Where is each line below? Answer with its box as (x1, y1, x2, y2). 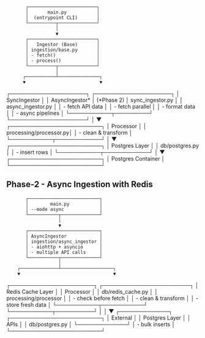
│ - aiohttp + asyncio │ (25, 244, 103, 250)
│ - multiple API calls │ (25, 249, 103, 255)
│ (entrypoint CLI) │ (25, 15, 100, 21)
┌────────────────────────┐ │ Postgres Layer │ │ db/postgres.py (6, 142, 199, 149)
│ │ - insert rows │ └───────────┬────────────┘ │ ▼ (6, 148, 165, 156)
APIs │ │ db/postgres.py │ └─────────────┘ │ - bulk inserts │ (6, 320, 176, 328)
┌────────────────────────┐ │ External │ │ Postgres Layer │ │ (6, 314, 191, 321)
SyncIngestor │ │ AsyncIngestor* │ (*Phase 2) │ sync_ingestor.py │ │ (6, 96, 184, 104)
